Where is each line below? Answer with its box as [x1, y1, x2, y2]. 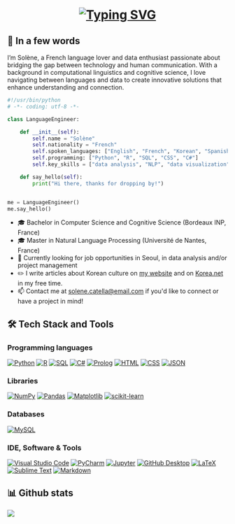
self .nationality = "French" [32, 141, 117, 148]
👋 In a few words [7, 35, 80, 47]
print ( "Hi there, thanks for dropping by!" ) [32, 180, 164, 187]
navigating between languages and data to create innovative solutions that [7, 76, 222, 84]
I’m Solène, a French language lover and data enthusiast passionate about [7, 53, 220, 62]
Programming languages [7, 343, 93, 353]
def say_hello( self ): [20, 174, 83, 180]
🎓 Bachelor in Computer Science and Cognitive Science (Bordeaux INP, [17, 218, 227, 227]
